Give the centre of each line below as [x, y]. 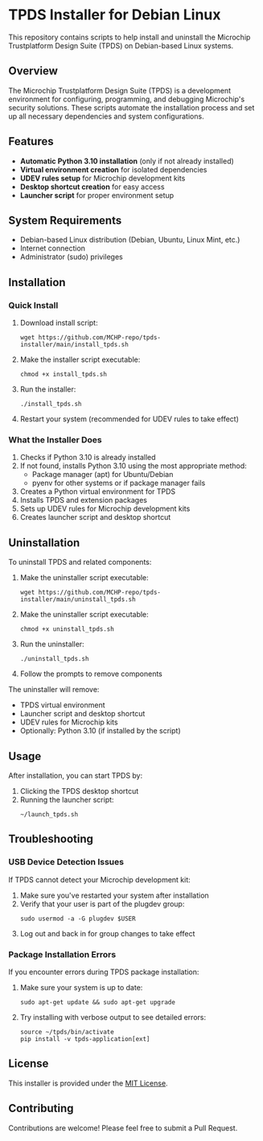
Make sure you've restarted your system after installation [114, 895]
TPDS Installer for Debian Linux [115, 15]
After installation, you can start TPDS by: [76, 775]
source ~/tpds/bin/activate [67, 1032]
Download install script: [59, 323]
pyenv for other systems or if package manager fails [119, 483]
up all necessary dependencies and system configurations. [106, 116]
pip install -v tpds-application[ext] [85, 1039]
